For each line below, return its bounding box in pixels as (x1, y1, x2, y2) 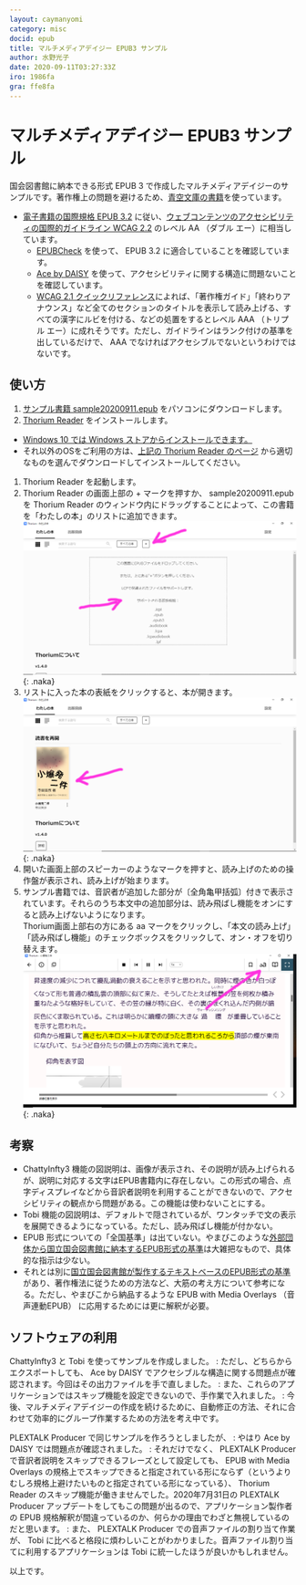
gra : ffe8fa (9, 82, 55, 91)
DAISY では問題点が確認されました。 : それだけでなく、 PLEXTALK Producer (9, 1444, 297, 1455)
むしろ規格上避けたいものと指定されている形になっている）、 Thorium (9, 1478, 270, 1489)
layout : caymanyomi (9, 15, 84, 24)
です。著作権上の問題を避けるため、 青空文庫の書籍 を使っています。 (33, 192, 287, 203)
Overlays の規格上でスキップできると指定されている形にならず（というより (9, 1466, 291, 1477)
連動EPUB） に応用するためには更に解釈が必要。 (30, 1300, 214, 1311)
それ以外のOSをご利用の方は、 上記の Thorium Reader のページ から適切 (22, 445, 293, 456)
